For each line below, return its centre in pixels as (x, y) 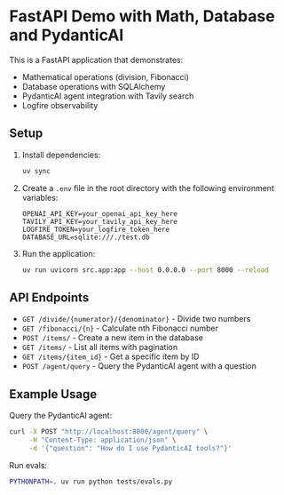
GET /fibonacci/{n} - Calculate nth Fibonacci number (120, 328)
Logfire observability (60, 105)
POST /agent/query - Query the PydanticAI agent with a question (139, 366)
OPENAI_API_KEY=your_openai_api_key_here (99, 214)
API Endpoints (49, 297)
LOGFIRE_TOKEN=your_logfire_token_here (96, 229)
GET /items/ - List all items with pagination (100, 347)
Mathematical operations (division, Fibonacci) (105, 76)
